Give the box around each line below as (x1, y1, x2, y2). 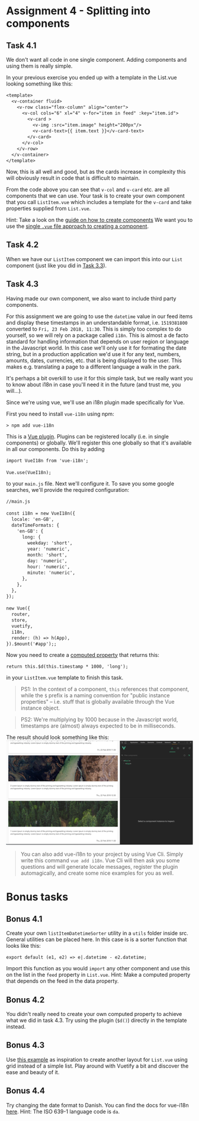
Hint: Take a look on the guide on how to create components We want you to (6, 217, 193, 223)
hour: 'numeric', (27, 564, 70, 570)
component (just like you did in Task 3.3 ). (6, 262, 107, 269)
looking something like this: (6, 80, 73, 87)
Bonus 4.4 (6, 1086, 46, 1096)
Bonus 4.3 (6, 1040, 45, 1050)
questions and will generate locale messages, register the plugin (20, 863, 178, 871)
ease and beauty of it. (6, 1068, 60, 1075)
